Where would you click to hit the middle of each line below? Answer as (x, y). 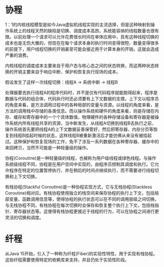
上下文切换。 (26, 176)
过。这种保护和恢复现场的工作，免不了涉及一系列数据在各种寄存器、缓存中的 (82, 141)
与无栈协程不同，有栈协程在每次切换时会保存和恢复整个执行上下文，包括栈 (80, 205)
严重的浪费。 (18, 55)
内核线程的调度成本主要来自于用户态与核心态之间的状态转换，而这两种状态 (80, 65)
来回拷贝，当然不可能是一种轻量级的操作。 (48, 147)
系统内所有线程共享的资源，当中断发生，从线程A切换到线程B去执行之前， (82, 123)
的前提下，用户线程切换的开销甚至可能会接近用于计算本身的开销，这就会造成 (82, 49)
